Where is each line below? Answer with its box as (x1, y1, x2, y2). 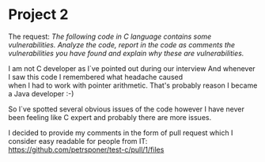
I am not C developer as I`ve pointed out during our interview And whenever (8, 63, 256, 73)
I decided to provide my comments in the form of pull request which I (8, 128, 233, 138)
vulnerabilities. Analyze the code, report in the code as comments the (8, 40, 236, 49)
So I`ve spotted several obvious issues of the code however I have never (8, 104, 245, 114)
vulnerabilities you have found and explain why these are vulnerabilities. (8, 48, 244, 58)
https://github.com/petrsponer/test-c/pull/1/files (8, 145, 165, 154)
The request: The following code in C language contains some (8, 32, 212, 41)
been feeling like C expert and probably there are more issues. (8, 112, 212, 122)
